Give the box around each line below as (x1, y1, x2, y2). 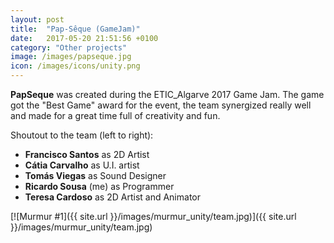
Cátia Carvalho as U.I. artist (24, 159, 140, 171)
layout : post (10, 14, 65, 25)
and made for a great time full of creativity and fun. (10, 110, 221, 121)
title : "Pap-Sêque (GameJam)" (10, 24, 141, 34)
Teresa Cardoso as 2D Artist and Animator (24, 191, 201, 203)
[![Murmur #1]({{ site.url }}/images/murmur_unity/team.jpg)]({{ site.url (10, 211, 297, 222)
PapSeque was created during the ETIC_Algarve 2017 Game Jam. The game (10, 89, 325, 100)
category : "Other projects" (10, 42, 128, 53)
